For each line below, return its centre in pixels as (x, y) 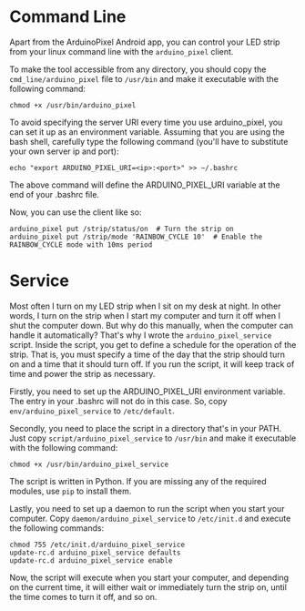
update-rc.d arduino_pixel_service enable (91, 560)
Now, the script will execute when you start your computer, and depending (149, 577)
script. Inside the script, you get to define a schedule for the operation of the (153, 344)
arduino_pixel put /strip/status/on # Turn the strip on (122, 229)
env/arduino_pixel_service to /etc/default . (92, 411)
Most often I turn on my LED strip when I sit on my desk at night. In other (145, 306)
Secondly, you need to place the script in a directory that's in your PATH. (146, 428)
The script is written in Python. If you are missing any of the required (138, 481)
